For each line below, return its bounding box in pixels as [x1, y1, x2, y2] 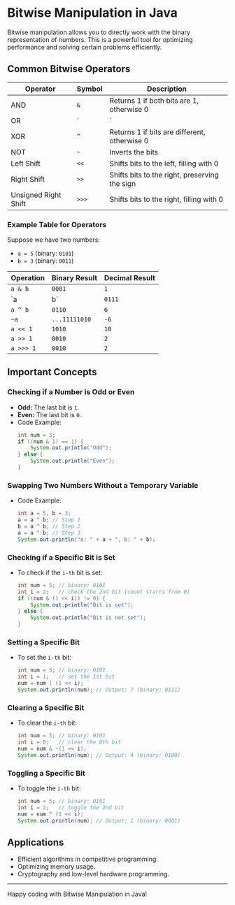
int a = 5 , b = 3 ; [17, 510, 71, 517]
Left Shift [10, 159, 41, 168]
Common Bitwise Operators [7, 63, 131, 75]
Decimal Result [104, 273, 156, 283]
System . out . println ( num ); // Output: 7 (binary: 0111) [17, 686, 181, 693]
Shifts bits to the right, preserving [109, 170, 219, 180]
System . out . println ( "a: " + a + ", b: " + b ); [17, 536, 156, 543]
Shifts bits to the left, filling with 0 [109, 159, 219, 168]
